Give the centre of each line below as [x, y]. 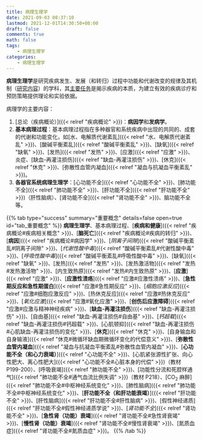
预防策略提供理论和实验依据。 [43, 96]
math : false [21, 40]
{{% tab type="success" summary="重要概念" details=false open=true [94, 218]
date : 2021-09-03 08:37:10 [40, 18]
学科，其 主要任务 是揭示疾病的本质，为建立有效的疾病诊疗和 [122, 88]
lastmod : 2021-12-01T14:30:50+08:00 [52, 23]
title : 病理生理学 [27, 12]
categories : [21, 57]
